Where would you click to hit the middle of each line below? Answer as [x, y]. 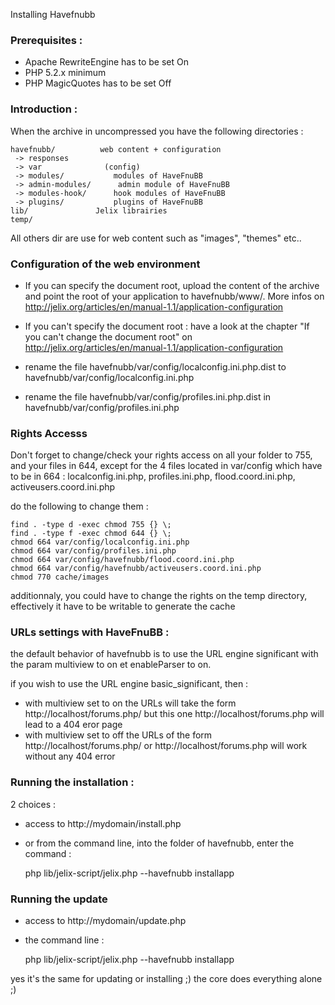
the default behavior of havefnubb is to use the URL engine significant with [164, 654]
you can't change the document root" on [108, 336]
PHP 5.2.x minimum [65, 73]
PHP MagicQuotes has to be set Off [98, 83]
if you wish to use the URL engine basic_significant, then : [129, 684]
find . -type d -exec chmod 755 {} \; [91, 525]
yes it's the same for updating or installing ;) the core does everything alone [166, 979]
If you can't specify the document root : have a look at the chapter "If [167, 326]
